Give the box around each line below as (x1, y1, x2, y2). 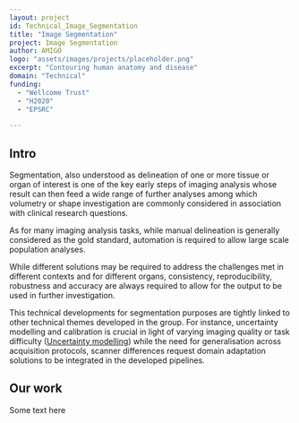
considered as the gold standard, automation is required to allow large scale (9, 235, 289, 246)
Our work (9, 381, 63, 396)
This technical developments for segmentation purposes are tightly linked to (9, 307, 291, 318)
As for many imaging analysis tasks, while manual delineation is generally (9, 225, 280, 236)
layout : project (9, 13, 70, 22)
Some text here (9, 404, 66, 415)
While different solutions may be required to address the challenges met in (9, 262, 285, 272)
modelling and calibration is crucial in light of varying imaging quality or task (9, 326, 291, 337)
